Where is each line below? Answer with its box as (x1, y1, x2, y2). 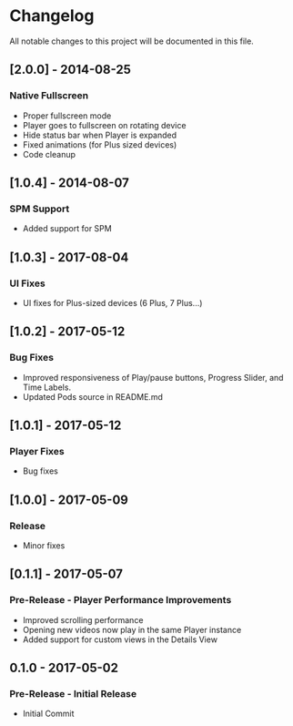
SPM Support (9, 202, 70, 215)
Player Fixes (9, 445, 66, 457)
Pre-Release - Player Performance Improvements (9, 594, 232, 607)
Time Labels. (22, 382, 71, 393)
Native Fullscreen (9, 89, 89, 102)
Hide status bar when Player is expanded (22, 129, 177, 140)
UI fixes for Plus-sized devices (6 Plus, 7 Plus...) (22, 298, 203, 308)
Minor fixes (22, 540, 66, 551)
